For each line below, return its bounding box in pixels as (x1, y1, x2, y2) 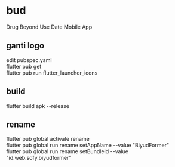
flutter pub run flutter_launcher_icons (6, 69, 98, 76)
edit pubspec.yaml (6, 56, 52, 63)
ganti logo (6, 41, 45, 51)
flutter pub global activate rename (6, 135, 90, 143)
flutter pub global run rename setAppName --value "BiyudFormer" (6, 141, 169, 149)
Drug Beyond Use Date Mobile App (6, 23, 93, 30)
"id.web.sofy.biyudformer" (6, 154, 72, 162)
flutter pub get (6, 63, 42, 70)
